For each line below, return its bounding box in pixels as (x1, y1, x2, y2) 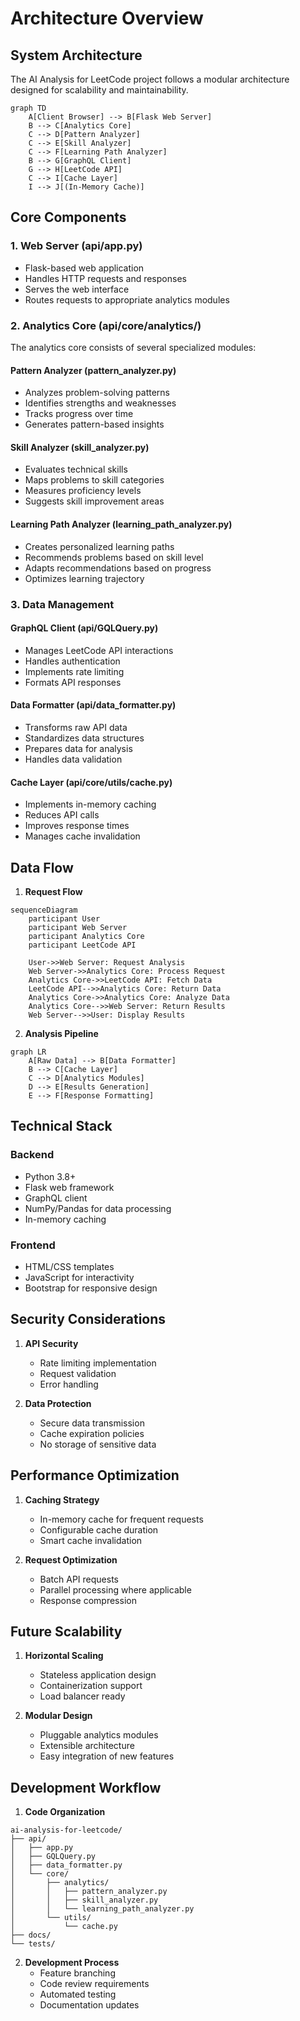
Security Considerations (10, 1311, 167, 1328)
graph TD (10, 103, 47, 113)
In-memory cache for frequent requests (39, 1513, 204, 1525)
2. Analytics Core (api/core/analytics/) (10, 318, 202, 332)
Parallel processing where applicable (39, 1583, 192, 1596)
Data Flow (10, 859, 74, 876)
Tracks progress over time (24, 408, 134, 420)
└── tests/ (10, 1939, 56, 1949)
